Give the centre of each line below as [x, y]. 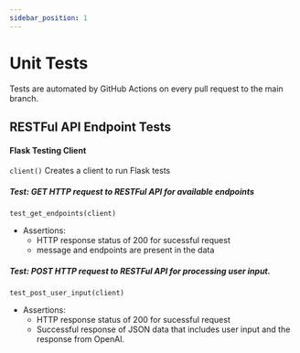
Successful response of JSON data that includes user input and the [163, 329]
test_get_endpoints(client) [63, 214]
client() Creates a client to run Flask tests [90, 171]
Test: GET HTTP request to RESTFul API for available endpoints [132, 191]
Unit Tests [49, 63]
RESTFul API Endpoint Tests [91, 127]
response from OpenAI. [80, 339]
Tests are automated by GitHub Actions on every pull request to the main [146, 89]
